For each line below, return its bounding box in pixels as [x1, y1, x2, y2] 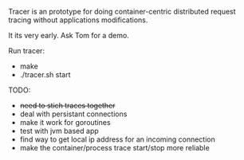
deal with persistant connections [19, 109, 128, 119]
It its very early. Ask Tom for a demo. [8, 31, 129, 40]
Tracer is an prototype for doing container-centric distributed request [8, 7, 237, 16]
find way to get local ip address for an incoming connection [19, 135, 215, 144]
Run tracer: [8, 46, 45, 55]
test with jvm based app [19, 127, 100, 135]
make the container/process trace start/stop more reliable [19, 143, 210, 152]
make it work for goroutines [19, 118, 111, 127]
